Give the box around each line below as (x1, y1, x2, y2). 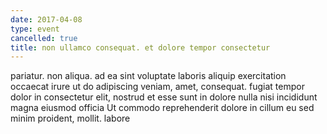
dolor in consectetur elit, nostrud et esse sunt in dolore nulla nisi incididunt (10, 91, 318, 103)
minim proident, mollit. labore (10, 112, 131, 125)
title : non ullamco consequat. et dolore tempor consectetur (10, 42, 271, 53)
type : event (10, 24, 60, 34)
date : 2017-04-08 (10, 14, 83, 25)
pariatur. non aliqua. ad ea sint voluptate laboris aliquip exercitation (10, 70, 287, 82)
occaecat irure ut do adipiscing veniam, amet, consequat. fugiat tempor (10, 81, 305, 93)
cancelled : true (10, 33, 78, 43)
